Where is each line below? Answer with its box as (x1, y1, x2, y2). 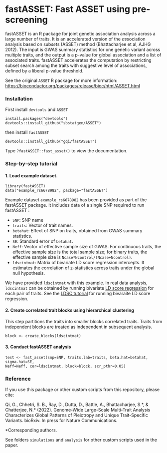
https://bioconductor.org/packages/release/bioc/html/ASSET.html (5, 82, 141, 88)
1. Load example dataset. (5, 172, 58, 178)
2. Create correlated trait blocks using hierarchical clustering (5, 307, 135, 313)
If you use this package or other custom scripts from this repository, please (5, 387, 160, 393)
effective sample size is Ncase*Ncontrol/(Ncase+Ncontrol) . (12, 254, 133, 260)
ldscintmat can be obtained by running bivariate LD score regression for (5, 285, 154, 291)
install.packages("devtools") (5, 116, 68, 121)
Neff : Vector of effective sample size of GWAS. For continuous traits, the (12, 244, 162, 250)
